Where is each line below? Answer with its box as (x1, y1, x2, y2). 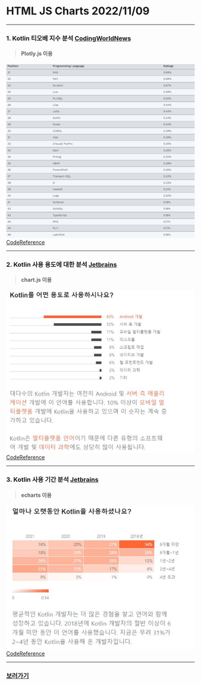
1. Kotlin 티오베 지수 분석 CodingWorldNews (6, 34, 132, 43)
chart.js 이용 (20, 276, 52, 283)
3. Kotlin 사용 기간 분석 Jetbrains (6, 475, 99, 484)
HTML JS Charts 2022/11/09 (6, 4, 150, 18)
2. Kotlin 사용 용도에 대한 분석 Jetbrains (6, 260, 117, 268)
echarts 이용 (20, 491, 52, 499)
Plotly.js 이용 (20, 50, 53, 58)
